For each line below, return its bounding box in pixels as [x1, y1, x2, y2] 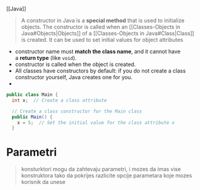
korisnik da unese [21, 179, 65, 186]
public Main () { [12, 114, 53, 120]
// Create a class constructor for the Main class [12, 108, 142, 114]
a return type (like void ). [15, 54, 77, 61]
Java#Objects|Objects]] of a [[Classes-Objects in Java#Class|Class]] [21, 30, 195, 37]
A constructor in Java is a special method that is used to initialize [21, 17, 185, 24]
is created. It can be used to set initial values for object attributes [21, 36, 184, 43]
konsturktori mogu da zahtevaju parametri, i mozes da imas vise [21, 166, 181, 173]
